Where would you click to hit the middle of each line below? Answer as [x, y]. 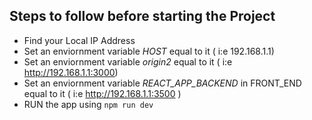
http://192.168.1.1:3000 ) [71, 72]
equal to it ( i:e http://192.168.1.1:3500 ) [102, 93]
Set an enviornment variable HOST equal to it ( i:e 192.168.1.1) [149, 51]
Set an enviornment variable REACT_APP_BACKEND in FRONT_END [162, 83]
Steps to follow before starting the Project [142, 16]
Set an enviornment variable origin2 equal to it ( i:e [128, 61]
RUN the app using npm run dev [88, 104]
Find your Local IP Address [79, 40]
